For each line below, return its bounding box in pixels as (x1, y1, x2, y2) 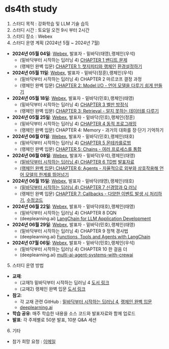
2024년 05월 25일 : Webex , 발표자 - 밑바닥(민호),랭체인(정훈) (12, 114, 135, 120)
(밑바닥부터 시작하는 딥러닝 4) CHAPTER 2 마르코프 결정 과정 (19, 76, 142, 82)
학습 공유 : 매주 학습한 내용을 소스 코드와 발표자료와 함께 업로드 (12, 310, 136, 316)
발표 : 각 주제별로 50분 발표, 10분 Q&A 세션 (12, 316, 97, 323)
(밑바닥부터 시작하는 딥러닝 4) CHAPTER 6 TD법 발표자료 (19, 158, 134, 165)
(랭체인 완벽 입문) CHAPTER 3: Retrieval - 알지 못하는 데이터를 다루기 (19, 108, 159, 114)
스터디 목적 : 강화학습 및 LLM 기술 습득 (12, 20, 90, 26)
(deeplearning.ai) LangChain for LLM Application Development (19, 215, 151, 222)
